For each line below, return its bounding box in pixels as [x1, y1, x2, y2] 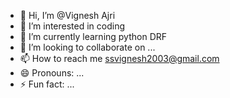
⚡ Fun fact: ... [19, 78, 75, 90]
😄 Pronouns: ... [19, 67, 85, 79]
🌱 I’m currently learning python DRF [19, 31, 168, 42]
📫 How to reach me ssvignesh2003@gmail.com [19, 53, 220, 64]
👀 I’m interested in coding [19, 20, 126, 32]
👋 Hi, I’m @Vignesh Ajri [19, 10, 116, 21]
